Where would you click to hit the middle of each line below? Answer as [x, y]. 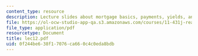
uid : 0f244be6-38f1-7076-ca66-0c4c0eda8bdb [60, 44]
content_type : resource [35, 11]
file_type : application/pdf [41, 28]
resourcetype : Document [35, 33]
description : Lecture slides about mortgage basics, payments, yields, [96, 17]
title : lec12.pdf [27, 38]
